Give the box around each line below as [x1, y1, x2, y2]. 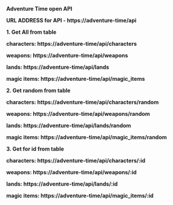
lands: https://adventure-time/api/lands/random [6, 122, 131, 129]
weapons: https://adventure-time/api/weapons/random [6, 110, 150, 117]
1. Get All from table [6, 28, 57, 36]
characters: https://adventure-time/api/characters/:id [6, 157, 146, 164]
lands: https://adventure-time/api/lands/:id [6, 180, 118, 188]
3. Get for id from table [6, 145, 65, 153]
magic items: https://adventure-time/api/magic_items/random [6, 134, 168, 140]
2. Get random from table [6, 87, 71, 94]
